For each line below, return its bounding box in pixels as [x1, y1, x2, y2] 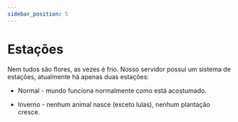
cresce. [17, 108, 41, 116]
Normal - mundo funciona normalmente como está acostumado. [17, 86, 207, 95]
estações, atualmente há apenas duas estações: [7, 72, 150, 81]
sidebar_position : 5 [7, 10, 69, 18]
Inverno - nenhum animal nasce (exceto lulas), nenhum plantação [17, 100, 210, 108]
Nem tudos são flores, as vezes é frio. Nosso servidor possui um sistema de [7, 65, 232, 73]
